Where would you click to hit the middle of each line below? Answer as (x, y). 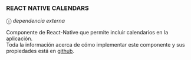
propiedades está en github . (40, 51)
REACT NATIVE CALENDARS (48, 8)
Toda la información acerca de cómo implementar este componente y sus (96, 45)
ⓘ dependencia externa (36, 21)
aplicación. (19, 38)
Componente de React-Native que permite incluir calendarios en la (87, 33)
